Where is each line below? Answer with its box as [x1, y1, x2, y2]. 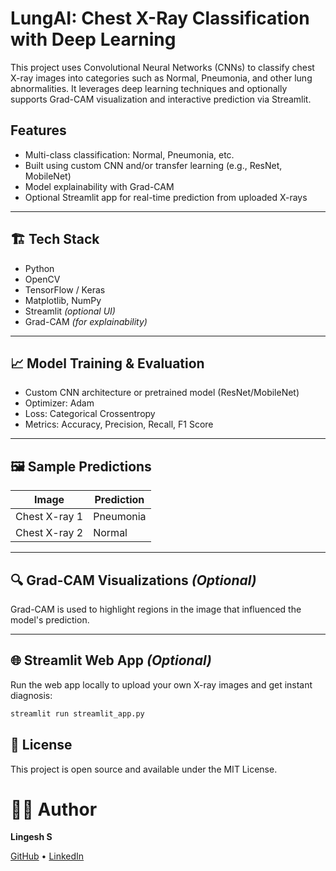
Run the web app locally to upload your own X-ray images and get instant [10, 678, 313, 691]
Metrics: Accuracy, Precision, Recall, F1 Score [24, 418, 214, 431]
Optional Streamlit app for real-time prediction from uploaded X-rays [24, 191, 308, 203]
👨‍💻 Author [10, 798, 98, 821]
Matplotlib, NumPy [24, 294, 102, 306]
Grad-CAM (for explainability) [24, 315, 148, 327]
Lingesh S [10, 831, 53, 843]
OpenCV [24, 273, 61, 285]
